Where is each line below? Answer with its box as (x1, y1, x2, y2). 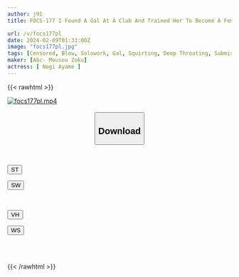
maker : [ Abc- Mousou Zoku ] (7, 56, 87, 64)
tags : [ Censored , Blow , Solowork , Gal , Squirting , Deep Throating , (7, 50, 212, 57)
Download (98, 126, 141, 136)
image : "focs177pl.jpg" (7, 44, 78, 51)
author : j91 (7, 10, 43, 18)
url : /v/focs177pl (7, 30, 62, 37)
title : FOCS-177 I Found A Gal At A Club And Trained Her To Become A (7, 17, 221, 24)
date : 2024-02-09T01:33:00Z (7, 36, 91, 44)
